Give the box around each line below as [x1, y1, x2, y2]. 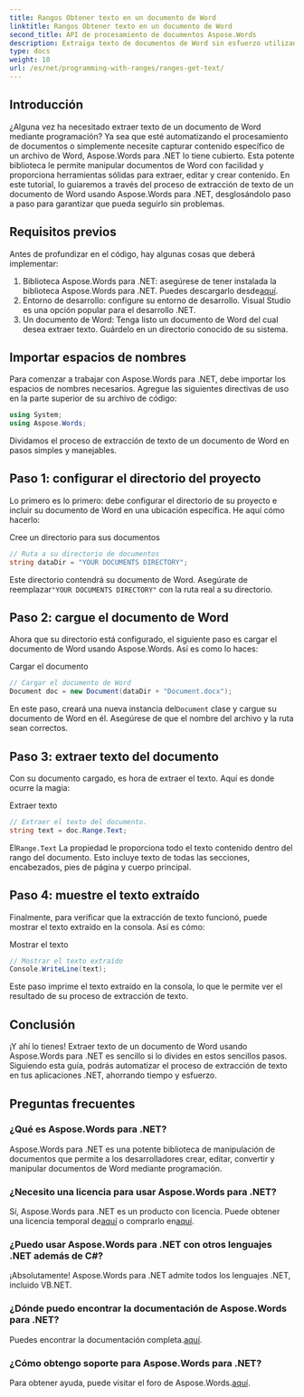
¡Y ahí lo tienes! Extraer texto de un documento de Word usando [9, 1041, 248, 1052]
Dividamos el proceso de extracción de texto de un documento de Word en [9, 435, 290, 446]
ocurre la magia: [9, 783, 71, 793]
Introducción [9, 97, 84, 113]
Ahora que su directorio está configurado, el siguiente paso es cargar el [9, 634, 278, 645]
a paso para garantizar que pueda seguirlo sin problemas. [9, 198, 225, 209]
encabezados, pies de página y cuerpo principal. [9, 861, 192, 872]
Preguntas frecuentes [9, 1096, 136, 1111]
